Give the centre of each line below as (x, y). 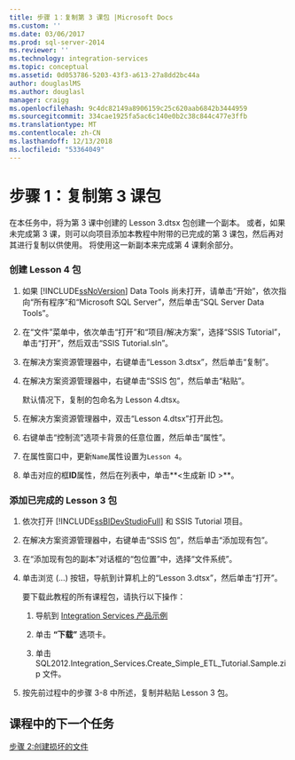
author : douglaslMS (45, 83)
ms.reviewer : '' (39, 51)
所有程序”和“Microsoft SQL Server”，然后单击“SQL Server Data (149, 302)
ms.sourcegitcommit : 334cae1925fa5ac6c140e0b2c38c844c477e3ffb (128, 116)
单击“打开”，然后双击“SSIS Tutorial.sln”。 (97, 343)
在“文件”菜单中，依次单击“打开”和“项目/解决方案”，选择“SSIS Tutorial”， (153, 332)
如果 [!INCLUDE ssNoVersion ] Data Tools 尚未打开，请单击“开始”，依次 (150, 290)
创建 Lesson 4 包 (45, 270)
